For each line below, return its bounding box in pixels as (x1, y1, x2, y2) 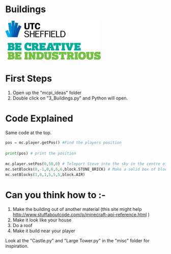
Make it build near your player (12, 228, 75, 234)
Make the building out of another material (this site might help (12, 206, 142, 212)
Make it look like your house (12, 217, 72, 223)
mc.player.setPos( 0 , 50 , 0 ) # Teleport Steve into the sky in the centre (5, 162, 160, 167)
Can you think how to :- (5, 189, 106, 201)
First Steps (5, 73, 52, 84)
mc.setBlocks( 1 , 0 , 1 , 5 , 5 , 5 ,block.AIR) (5, 172, 85, 177)
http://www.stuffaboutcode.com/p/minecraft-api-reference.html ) (12, 211, 150, 217)
